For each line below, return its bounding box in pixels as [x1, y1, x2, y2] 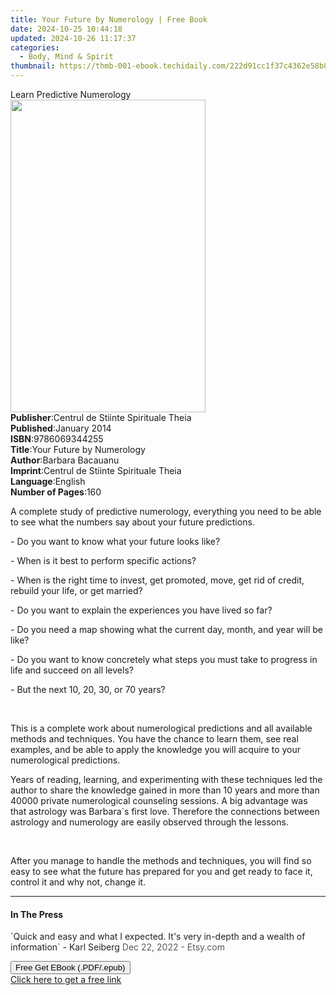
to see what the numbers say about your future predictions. [10, 516, 255, 528]
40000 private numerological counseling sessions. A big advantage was [10, 795, 308, 806]
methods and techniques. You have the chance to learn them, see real [10, 733, 299, 745]
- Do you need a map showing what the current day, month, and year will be [10, 624, 323, 635]
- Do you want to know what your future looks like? [10, 536, 221, 547]
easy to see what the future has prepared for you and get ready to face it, [10, 866, 313, 877]
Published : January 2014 [10, 422, 112, 434]
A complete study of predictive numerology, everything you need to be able [10, 506, 322, 517]
